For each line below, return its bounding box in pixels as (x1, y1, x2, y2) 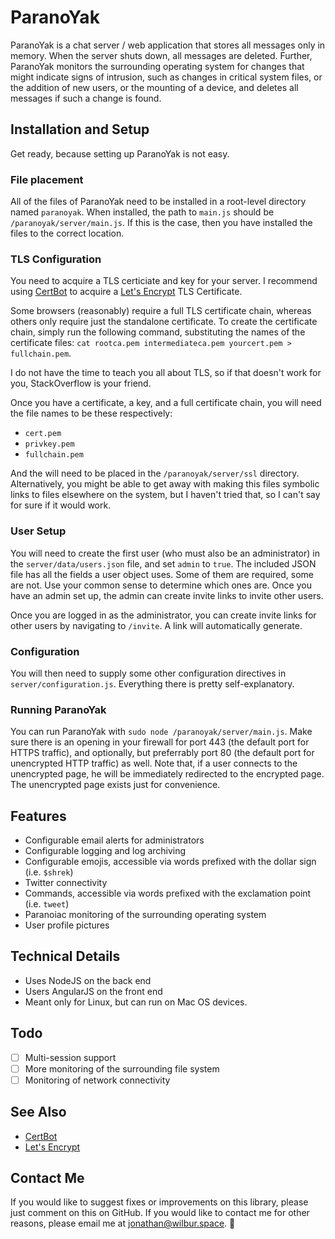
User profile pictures (24, 919, 110, 931)
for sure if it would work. (10, 499, 112, 511)
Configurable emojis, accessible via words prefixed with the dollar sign (24, 856, 317, 868)
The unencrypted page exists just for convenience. (10, 779, 221, 791)
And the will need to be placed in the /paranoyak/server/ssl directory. (10, 467, 300, 480)
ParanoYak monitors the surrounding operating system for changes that (10, 60, 305, 72)
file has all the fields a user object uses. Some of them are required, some (10, 568, 315, 580)
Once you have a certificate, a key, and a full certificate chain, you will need (10, 397, 322, 409)
